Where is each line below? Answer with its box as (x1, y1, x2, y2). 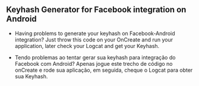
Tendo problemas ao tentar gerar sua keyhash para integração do (14, 53, 176, 61)
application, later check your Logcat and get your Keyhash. (14, 42, 160, 49)
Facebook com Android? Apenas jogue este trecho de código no (14, 60, 173, 67)
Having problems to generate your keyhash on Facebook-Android (14, 30, 175, 37)
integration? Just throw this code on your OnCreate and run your (14, 36, 173, 43)
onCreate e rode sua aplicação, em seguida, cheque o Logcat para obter (14, 66, 193, 74)
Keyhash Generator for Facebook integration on (6, 5, 187, 15)
